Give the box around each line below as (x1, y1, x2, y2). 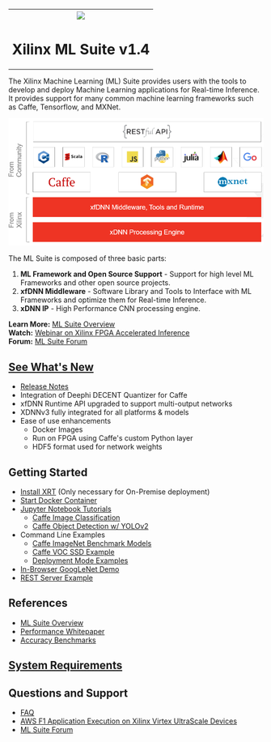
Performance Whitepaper (19, 626, 105, 636)
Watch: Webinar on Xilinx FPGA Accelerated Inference (8, 328, 190, 338)
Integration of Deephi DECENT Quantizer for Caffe (19, 390, 188, 400)
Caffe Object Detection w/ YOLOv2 (32, 522, 149, 531)
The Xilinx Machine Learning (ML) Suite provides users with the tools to (8, 76, 247, 86)
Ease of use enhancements (19, 416, 112, 426)
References (8, 596, 68, 610)
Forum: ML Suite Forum (8, 337, 87, 347)
